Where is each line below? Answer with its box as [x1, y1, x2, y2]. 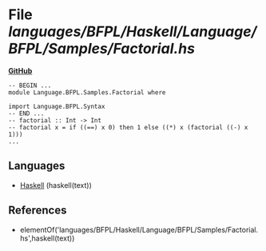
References [8, 204, 67, 217]
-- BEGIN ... [8, 82, 52, 90]
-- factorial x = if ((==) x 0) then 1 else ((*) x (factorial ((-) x [8, 123, 248, 131]
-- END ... [8, 110, 45, 118]
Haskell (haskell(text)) [19, 180, 92, 189]
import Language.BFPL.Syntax [8, 102, 105, 110]
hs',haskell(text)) [19, 233, 75, 243]
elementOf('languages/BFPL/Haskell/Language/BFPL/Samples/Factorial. [19, 225, 259, 234]
